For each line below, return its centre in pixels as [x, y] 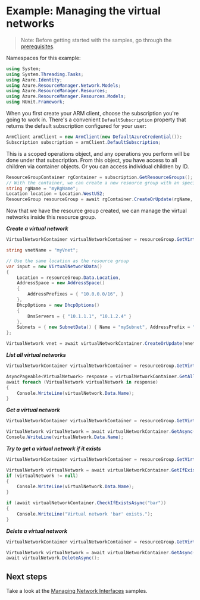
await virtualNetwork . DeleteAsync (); [53, 558]
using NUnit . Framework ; [36, 102]
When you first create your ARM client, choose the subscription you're [93, 114]
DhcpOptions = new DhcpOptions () [58, 305]
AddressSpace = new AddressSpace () [61, 283]
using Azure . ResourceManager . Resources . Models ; [66, 96]
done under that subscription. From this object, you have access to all [92, 160]
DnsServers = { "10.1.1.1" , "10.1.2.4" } [80, 316]
